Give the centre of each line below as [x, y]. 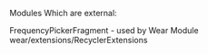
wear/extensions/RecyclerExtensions [79, 40]
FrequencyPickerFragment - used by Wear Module [104, 30]
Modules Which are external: [63, 13]
